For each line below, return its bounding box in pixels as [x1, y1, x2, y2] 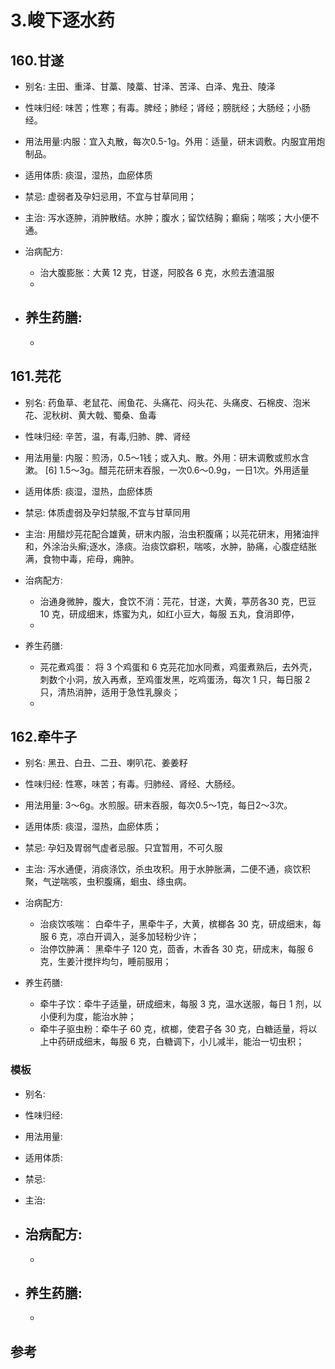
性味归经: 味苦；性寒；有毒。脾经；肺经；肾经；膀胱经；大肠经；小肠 [24, 102, 311, 113]
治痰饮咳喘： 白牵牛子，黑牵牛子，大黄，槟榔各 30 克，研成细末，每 [39, 918, 322, 930]
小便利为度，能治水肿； [39, 1011, 137, 1023]
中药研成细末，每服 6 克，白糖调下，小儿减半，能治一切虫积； [48, 1036, 305, 1048]
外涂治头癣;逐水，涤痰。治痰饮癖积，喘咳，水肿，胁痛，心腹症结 [42, 540, 309, 552]
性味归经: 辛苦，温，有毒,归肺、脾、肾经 [24, 430, 191, 442]
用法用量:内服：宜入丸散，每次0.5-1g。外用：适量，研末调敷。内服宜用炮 [24, 136, 326, 147]
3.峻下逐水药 [10, 9, 115, 32]
